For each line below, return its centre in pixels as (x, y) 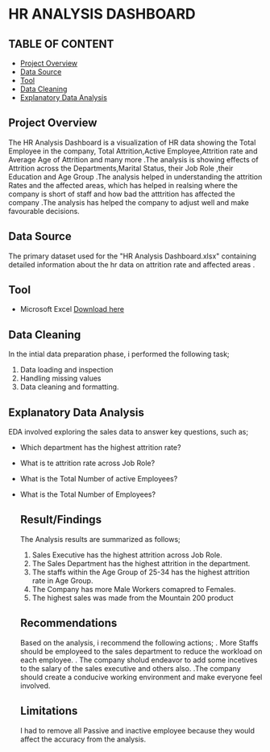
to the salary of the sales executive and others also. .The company (131, 668)
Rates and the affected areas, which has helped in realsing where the (123, 185)
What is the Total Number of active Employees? (99, 479)
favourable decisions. (44, 211)
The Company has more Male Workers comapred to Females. (134, 589)
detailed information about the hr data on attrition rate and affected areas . (132, 264)
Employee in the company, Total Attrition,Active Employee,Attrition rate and (133, 151)
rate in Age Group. (62, 580)
